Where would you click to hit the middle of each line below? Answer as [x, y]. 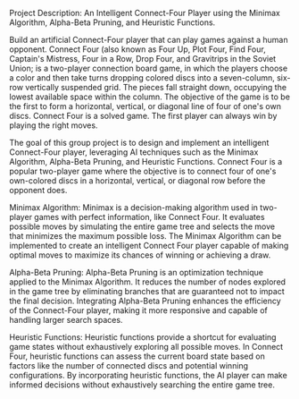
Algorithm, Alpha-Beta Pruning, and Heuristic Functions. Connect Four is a [146, 161]
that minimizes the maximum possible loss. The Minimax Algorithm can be [145, 236]
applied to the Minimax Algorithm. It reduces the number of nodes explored [148, 282]
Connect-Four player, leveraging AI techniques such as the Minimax [134, 152]
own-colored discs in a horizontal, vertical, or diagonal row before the [137, 181]
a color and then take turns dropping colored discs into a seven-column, [142, 78]
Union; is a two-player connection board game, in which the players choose [149, 68]
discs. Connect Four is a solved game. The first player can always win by [143, 116]
